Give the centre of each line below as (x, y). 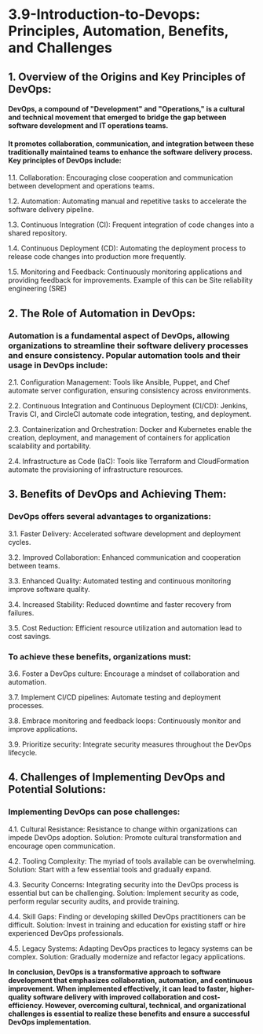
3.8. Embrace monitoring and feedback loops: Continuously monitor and (125, 721)
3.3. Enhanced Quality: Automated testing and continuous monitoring (120, 581)
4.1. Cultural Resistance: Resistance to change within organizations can (123, 829)
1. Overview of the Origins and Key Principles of (127, 77)
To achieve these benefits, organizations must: (100, 656)
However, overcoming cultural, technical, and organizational (146, 1005)
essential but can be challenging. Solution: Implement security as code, (124, 893)
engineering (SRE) (38, 289)
